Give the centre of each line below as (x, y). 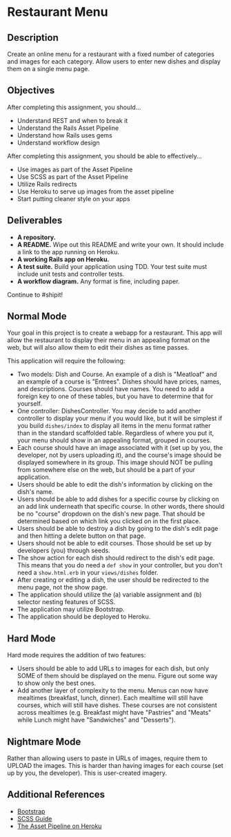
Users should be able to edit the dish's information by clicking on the (115, 485)
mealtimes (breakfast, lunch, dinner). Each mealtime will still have (110, 698)
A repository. (37, 237)
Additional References (56, 794)
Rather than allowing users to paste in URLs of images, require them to (108, 758)
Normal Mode (37, 316)
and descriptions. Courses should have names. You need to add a (111, 389)
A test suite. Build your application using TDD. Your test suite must (112, 266)
